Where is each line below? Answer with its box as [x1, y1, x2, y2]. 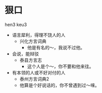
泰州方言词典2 [19, 76, 49, 82]
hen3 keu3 [5, 21, 27, 28]
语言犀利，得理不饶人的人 [12, 32, 66, 38]
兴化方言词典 [19, 38, 46, 44]
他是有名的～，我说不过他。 [27, 44, 85, 50]
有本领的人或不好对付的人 [12, 69, 66, 75]
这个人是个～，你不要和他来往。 [27, 63, 94, 69]
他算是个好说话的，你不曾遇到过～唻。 [19, 82, 99, 88]
